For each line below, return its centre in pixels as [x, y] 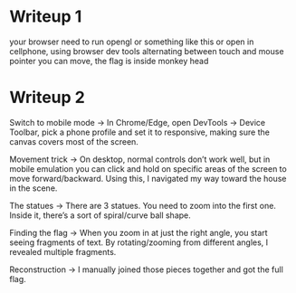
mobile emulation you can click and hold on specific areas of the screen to [148, 168]
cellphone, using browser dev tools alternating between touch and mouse [147, 51]
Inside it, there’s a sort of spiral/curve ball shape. [100, 215]
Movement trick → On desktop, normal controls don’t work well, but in [140, 159]
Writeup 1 [46, 17]
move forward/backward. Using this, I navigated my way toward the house [148, 178]
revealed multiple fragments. [63, 251]
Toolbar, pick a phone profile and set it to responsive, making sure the [139, 132]
